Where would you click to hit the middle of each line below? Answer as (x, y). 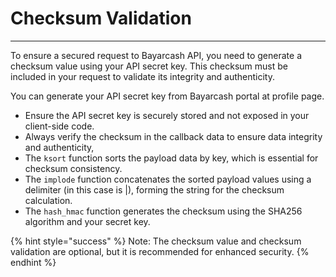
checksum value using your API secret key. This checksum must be (149, 66)
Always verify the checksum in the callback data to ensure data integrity (173, 136)
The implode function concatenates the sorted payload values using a (168, 179)
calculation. (48, 200)
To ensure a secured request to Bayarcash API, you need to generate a (156, 55)
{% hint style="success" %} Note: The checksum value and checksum (156, 241)
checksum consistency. (73, 168)
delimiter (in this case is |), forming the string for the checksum (154, 189)
